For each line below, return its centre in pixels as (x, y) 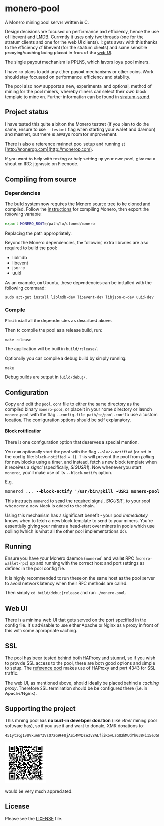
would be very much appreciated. (39, 791)
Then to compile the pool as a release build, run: (54, 330)
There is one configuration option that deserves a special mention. (72, 442)
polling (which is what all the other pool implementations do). (66, 531)
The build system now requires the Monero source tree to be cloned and (78, 204)
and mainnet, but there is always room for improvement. (61, 134)
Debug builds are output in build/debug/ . (46, 377)
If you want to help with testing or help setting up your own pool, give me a (80, 159)
